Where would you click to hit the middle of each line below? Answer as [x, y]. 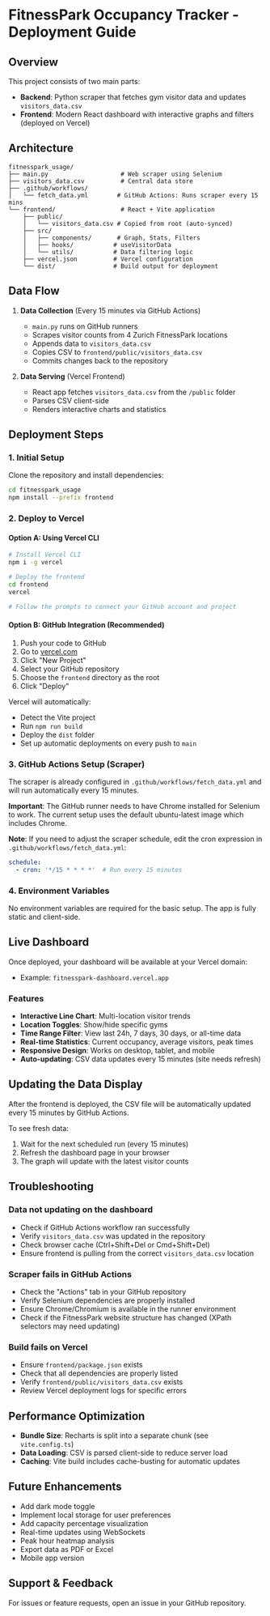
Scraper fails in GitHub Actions [70, 1274]
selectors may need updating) [70, 1326]
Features [26, 998]
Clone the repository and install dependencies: [86, 475]
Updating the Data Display [76, 1084]
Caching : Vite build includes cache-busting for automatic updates [130, 1461]
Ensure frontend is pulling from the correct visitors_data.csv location [137, 1253]
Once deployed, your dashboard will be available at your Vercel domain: [128, 962]
